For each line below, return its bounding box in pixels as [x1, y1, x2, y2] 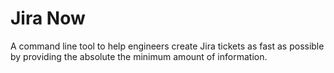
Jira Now [10, 7, 86, 30]
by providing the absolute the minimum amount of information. [10, 50, 268, 62]
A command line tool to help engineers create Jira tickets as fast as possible [10, 40, 325, 52]
